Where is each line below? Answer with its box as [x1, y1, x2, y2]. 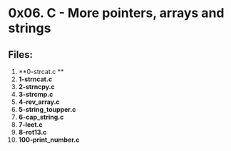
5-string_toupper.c [18, 105, 76, 113]
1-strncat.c [18, 75, 53, 83]
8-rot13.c [18, 128, 47, 136]
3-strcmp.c [18, 90, 53, 98]
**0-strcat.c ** [18, 68, 64, 75]
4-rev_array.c [18, 98, 60, 106]
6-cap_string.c [18, 113, 64, 121]
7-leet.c [18, 120, 43, 129]
